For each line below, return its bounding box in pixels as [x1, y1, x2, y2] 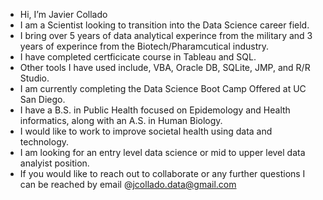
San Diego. [19, 94, 66, 105]
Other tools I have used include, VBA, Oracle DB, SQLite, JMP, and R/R [19, 62, 311, 73]
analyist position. [19, 157, 90, 169]
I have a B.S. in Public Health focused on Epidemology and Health [19, 104, 291, 116]
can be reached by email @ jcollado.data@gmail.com [19, 179, 237, 190]
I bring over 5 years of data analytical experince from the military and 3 [19, 30, 313, 41]
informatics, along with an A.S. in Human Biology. [19, 115, 223, 126]
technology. [19, 136, 70, 148]
